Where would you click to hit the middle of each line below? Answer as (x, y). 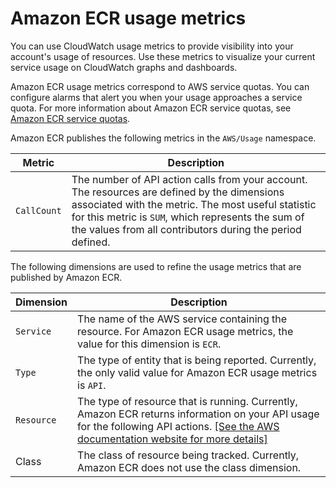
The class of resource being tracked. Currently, (188, 455)
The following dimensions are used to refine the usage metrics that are (156, 266)
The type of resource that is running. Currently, (187, 401)
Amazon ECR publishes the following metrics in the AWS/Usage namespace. (163, 138)
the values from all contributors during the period (186, 229)
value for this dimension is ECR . (149, 344)
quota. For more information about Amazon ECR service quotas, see (151, 108)
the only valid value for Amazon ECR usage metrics (197, 372)
